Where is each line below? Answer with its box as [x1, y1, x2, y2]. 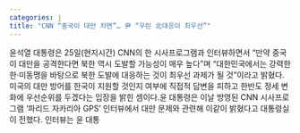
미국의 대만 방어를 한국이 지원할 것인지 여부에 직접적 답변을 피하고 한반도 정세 [9, 80, 279, 91]
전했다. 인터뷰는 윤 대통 [18, 113, 100, 125]
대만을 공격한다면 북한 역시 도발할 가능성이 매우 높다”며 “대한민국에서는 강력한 [18, 58, 291, 69]
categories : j [9, 12, 63, 22]
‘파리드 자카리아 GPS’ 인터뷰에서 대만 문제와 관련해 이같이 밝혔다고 [25, 103, 259, 113]
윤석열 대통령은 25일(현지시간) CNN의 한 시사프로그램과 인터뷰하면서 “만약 [9, 46, 270, 58]
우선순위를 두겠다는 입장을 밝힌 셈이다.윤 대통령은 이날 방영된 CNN [25, 91, 259, 103]
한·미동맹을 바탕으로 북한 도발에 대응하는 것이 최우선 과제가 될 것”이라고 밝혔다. [9, 69, 285, 80]
